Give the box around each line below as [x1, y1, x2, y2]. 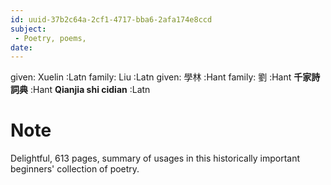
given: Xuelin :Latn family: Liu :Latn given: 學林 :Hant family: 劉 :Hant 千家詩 [10, 71, 321, 83]
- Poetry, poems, [14, 33, 87, 43]
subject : [10, 24, 47, 34]
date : [10, 42, 33, 53]
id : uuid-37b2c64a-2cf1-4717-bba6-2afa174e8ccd [10, 14, 213, 25]
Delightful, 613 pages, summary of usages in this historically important [10, 152, 301, 165]
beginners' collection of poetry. [10, 163, 140, 175]
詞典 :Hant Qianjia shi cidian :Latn [10, 84, 151, 96]
